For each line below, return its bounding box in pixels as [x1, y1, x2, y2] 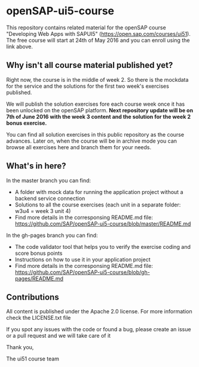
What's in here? [6, 161, 67, 171]
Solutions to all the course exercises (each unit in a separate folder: [14, 201, 181, 208]
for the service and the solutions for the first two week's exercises [6, 82, 169, 90]
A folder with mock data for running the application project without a [14, 188, 183, 195]
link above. [6, 43, 33, 50]
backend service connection [14, 195, 85, 202]
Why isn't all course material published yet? [6, 60, 173, 70]
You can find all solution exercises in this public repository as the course [6, 131, 184, 138]
